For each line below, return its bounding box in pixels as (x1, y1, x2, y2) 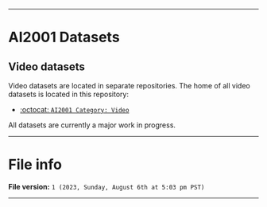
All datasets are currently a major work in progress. (8, 120, 176, 130)
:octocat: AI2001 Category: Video (19, 105, 130, 114)
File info (8, 156, 62, 174)
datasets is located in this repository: (8, 89, 130, 99)
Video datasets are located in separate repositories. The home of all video (8, 81, 250, 90)
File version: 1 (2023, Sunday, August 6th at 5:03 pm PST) (8, 182, 205, 191)
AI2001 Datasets (8, 29, 121, 46)
